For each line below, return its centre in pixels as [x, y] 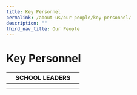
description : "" [27, 23]
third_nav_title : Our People [43, 29]
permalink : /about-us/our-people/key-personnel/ [69, 18]
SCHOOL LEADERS [43, 78]
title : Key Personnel [34, 12]
